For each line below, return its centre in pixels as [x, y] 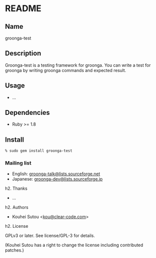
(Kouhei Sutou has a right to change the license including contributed [74, 245]
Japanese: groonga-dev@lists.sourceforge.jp [57, 179]
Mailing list [18, 163]
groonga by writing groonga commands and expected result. [66, 70]
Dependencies [27, 113]
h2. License [17, 226]
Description [23, 53]
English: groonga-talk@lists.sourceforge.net [56, 174]
